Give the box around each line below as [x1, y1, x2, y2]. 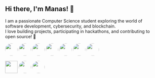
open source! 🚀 [5, 33, 36, 39]
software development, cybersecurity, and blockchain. [5, 23, 116, 29]
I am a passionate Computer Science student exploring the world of [5, 18, 143, 24]
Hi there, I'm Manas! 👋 [5, 5, 75, 13]
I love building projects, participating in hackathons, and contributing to [5, 28, 150, 34]
